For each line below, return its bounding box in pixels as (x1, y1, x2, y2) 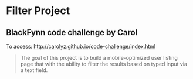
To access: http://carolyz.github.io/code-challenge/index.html (6, 43, 156, 50)
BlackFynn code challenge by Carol (6, 28, 138, 37)
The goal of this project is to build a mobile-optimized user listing (20, 54, 178, 61)
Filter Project (6, 4, 70, 18)
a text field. (20, 67, 48, 74)
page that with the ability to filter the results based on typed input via (20, 60, 188, 67)
